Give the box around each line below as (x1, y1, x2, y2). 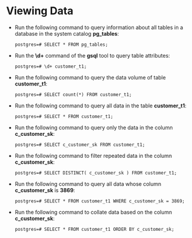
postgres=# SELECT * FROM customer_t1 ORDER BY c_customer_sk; (14, 226, 175, 232)
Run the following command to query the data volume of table (14, 74, 166, 81)
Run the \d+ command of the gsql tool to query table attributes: (14, 52, 170, 59)
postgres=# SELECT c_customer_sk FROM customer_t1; (14, 141, 145, 148)
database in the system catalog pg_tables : (14, 30, 120, 37)
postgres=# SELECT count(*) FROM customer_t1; (14, 91, 132, 97)
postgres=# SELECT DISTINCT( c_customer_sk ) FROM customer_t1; (14, 170, 177, 176)
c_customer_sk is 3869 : (14, 186, 75, 193)
